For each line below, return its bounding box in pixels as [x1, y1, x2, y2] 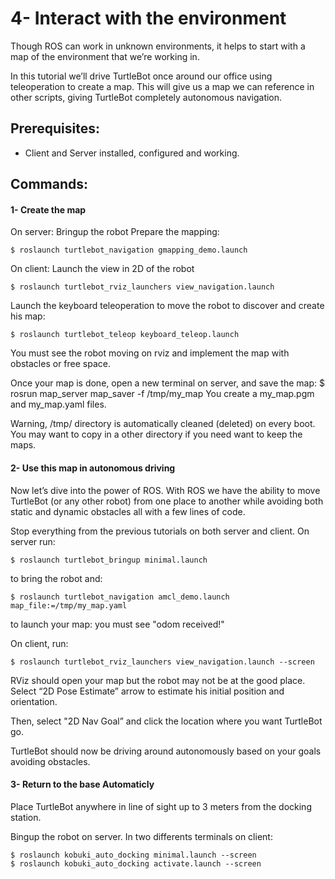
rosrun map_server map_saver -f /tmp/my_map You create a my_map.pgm [10, 388, 315, 400]
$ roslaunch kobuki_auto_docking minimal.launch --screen [10, 850, 257, 860]
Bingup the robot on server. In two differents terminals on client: [10, 830, 273, 842]
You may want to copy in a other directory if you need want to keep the [10, 428, 303, 441]
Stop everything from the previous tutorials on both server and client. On [10, 525, 310, 537]
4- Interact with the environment [10, 7, 287, 30]
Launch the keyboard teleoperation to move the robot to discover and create [10, 300, 325, 312]
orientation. [10, 695, 58, 707]
